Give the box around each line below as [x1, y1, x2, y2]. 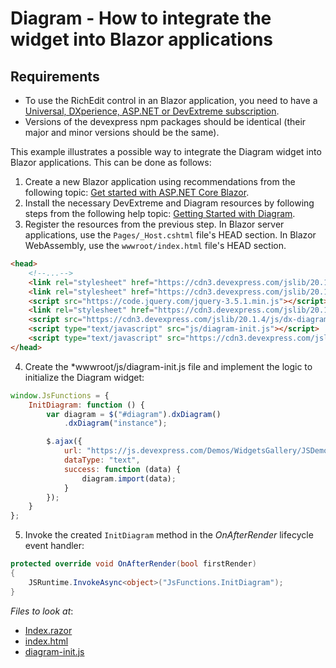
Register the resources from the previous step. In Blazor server [24, 218, 285, 230]
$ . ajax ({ [46, 437, 83, 447]
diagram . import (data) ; [81, 473, 177, 484]
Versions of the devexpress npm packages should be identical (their [24, 116, 307, 127]
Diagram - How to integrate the [10, 7, 272, 30]
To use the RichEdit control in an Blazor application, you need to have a [24, 95, 318, 106]
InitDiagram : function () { [28, 400, 145, 410]
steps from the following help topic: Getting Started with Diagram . [24, 208, 296, 219]
